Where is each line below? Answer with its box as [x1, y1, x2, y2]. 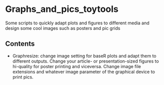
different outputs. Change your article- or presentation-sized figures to [12, 58, 159, 64]
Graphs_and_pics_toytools [5, 3, 119, 15]
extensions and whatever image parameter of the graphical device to [12, 69, 155, 75]
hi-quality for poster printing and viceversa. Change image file [12, 63, 141, 69]
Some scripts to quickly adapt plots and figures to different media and [5, 20, 149, 26]
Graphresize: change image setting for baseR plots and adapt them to [12, 53, 156, 59]
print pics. [12, 74, 34, 80]
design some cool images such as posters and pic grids [5, 25, 120, 31]
